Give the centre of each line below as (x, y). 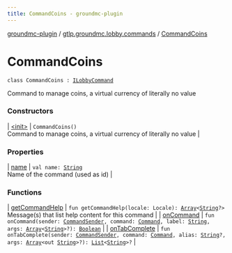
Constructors (30, 111)
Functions (24, 192)
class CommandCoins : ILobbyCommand (60, 80)
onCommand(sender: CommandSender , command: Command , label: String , (109, 222)
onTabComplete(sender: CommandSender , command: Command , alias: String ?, (117, 235)
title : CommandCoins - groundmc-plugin (65, 14)
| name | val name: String (45, 167)
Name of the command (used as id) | (60, 174)
